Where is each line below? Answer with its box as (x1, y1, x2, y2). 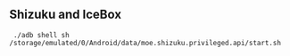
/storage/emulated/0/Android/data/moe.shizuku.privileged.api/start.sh (9, 38, 281, 47)
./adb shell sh (12, 30, 70, 39)
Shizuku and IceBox (9, 7, 122, 22)
